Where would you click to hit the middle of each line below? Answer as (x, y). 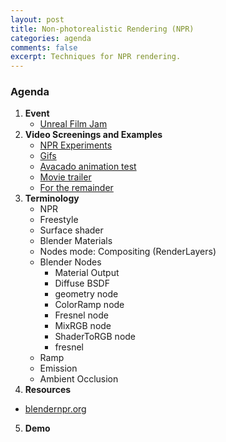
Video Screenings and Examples (93, 135)
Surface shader (71, 230)
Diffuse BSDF (82, 283)
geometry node (86, 294)
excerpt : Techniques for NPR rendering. (96, 57)
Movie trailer (65, 177)
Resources (48, 390)
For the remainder (76, 188)
